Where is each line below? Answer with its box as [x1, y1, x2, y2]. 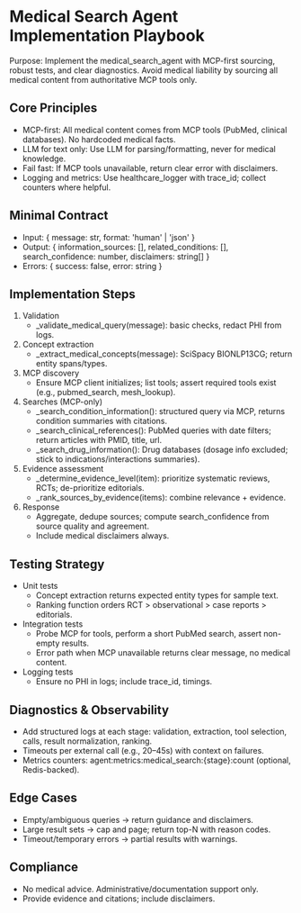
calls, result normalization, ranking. [22, 736, 153, 746]
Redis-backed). [22, 764, 80, 775]
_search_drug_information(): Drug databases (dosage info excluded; [35, 444, 288, 456]
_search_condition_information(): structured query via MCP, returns [35, 406, 286, 417]
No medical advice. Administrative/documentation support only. [22, 883, 259, 894]
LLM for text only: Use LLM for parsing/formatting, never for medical [22, 143, 276, 154]
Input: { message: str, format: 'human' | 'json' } [22, 231, 196, 242]
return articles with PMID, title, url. [35, 435, 163, 446]
